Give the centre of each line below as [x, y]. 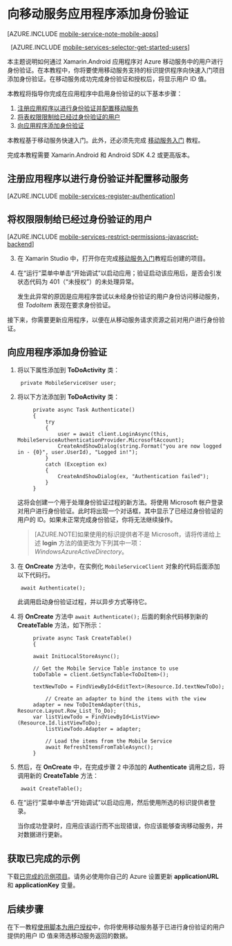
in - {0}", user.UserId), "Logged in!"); [77, 453]
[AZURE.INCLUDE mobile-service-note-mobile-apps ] [83, 34]
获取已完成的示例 [43, 858]
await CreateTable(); [51, 789]
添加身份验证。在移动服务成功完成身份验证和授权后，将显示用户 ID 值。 [109, 79]
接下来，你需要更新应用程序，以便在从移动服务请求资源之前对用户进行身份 [113, 320]
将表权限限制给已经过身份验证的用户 [69, 117]
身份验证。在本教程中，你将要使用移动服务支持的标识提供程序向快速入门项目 [116, 70]
